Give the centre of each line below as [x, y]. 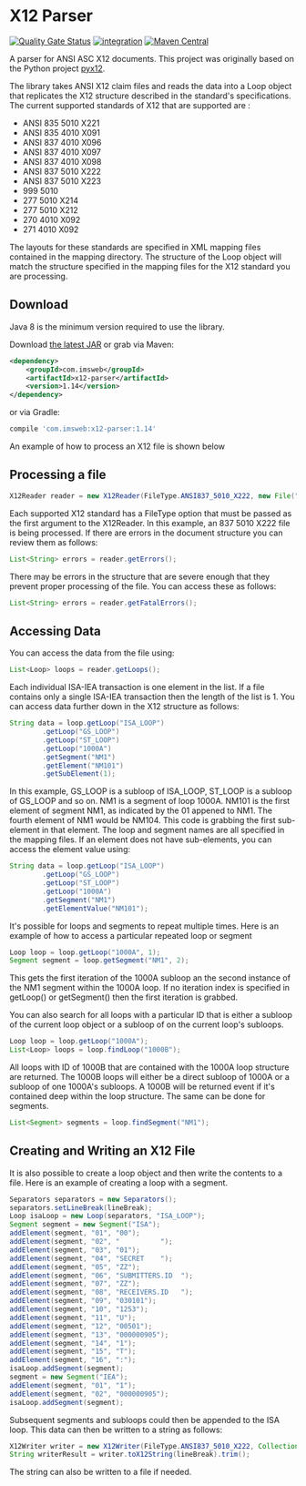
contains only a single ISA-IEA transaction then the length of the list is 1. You [153, 697]
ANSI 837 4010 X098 [62, 161]
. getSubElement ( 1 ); [79, 774]
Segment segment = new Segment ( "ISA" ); [85, 1225]
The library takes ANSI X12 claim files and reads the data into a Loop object [151, 86]
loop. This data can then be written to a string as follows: [116, 1430]
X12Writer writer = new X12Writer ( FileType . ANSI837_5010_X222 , [132, 1446]
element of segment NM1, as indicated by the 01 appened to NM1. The [141, 810]
